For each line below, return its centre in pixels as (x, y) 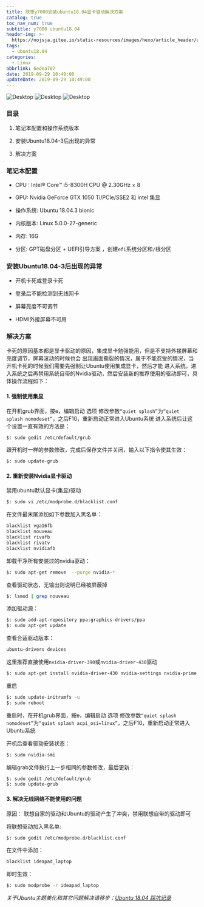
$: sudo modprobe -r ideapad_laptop (53, 886)
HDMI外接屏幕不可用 (41, 319)
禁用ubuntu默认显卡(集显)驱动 (44, 491)
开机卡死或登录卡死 (39, 280)
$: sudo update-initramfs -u (43, 697)
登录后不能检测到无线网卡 (47, 294)
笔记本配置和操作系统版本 (47, 128)
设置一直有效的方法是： (41, 426)
